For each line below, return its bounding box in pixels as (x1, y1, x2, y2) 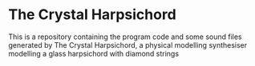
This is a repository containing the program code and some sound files (8, 32, 242, 41)
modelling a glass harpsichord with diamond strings (8, 49, 179, 58)
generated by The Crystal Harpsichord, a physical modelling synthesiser (8, 40, 248, 49)
